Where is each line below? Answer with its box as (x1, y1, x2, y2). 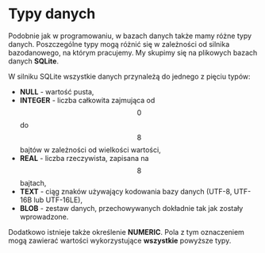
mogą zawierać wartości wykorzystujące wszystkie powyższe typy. (8, 236, 232, 245)
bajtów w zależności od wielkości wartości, (19, 144, 161, 155)
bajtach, (19, 178, 47, 187)
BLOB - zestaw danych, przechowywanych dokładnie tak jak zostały (19, 203, 244, 213)
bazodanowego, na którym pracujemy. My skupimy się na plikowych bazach (8, 48, 258, 57)
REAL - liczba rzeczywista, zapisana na (19, 153, 149, 163)
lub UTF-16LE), (33, 195, 83, 205)
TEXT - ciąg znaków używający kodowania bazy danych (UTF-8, (19, 186, 232, 196)
